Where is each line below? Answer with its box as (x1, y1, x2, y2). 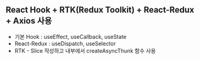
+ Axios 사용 (5, 16, 52, 26)
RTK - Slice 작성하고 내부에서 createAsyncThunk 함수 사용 (14, 47, 156, 54)
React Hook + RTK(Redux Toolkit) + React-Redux (5, 5, 195, 15)
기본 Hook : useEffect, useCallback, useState (14, 33, 127, 40)
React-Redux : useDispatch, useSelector (14, 39, 116, 47)
